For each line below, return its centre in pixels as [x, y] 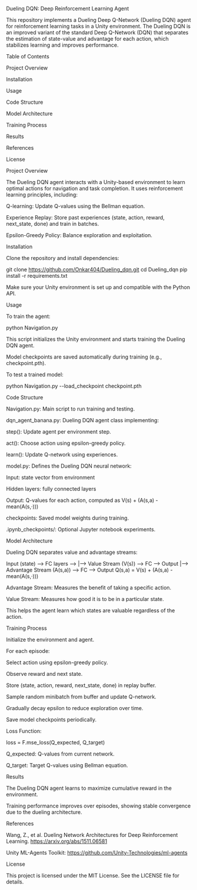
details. [15, 882]
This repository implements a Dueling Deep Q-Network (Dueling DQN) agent [98, 20]
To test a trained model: [35, 375]
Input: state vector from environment [51, 477]
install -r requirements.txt [37, 276]
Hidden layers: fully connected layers [51, 489]
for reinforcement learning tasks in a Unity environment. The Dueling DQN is [98, 26]
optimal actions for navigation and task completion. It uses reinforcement [95, 188]
